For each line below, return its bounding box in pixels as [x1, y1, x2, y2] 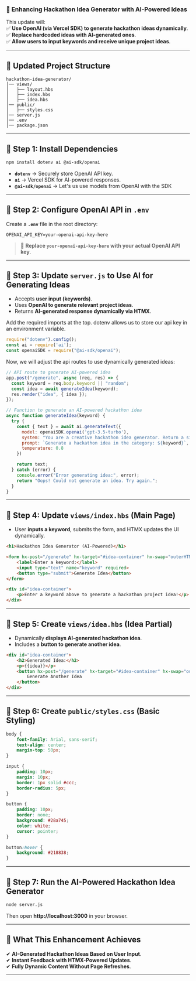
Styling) [6, 716, 36, 726]
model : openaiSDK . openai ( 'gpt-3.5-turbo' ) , [21, 429, 129, 435]
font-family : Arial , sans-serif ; [16, 736, 98, 743]
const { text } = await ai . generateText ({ [16, 423, 121, 429]
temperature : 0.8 [21, 445, 64, 452]
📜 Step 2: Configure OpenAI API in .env [6, 205, 149, 215]
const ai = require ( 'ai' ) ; [6, 342, 72, 348]
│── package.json [6, 122, 48, 128]
